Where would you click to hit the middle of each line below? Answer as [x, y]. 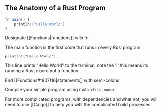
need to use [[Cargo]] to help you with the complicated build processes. [78, 105]
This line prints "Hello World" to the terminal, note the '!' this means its [77, 65]
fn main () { [17, 19]
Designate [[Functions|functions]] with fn [47, 38]
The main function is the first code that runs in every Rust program [73, 47]
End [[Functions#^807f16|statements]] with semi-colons [62, 80]
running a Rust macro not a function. [42, 71]
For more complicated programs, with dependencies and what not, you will [81, 99]
